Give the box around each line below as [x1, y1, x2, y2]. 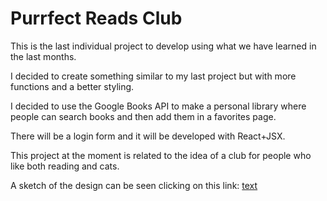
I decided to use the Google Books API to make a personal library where [10, 100, 307, 112]
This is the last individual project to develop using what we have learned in [10, 40, 317, 52]
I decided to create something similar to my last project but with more [10, 70, 297, 82]
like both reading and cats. [10, 160, 120, 172]
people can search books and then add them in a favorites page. [10, 110, 277, 122]
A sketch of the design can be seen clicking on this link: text [10, 179, 258, 191]
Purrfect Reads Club [10, 7, 183, 30]
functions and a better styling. [10, 80, 135, 92]
